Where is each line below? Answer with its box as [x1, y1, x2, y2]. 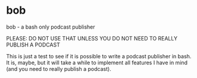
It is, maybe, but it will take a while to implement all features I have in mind [6, 59, 188, 66]
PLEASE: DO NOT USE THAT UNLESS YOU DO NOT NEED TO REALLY [6, 35, 177, 42]
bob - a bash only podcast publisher [6, 23, 95, 30]
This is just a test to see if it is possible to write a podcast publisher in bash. [6, 52, 192, 60]
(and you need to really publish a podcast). [6, 65, 111, 72]
